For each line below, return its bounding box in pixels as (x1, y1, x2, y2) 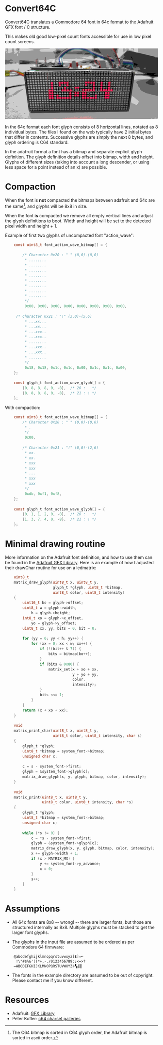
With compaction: (5, 405, 40, 410)
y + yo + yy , (72, 672, 98, 677)
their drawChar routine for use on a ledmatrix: (5, 565, 97, 571)
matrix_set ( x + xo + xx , (48, 667, 98, 672)
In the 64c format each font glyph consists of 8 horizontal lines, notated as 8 (5, 124, 158, 130)
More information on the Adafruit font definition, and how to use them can (5, 554, 153, 560)
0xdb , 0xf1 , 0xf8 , (24, 491, 62, 496)
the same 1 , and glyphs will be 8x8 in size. (5, 202, 88, 209)
